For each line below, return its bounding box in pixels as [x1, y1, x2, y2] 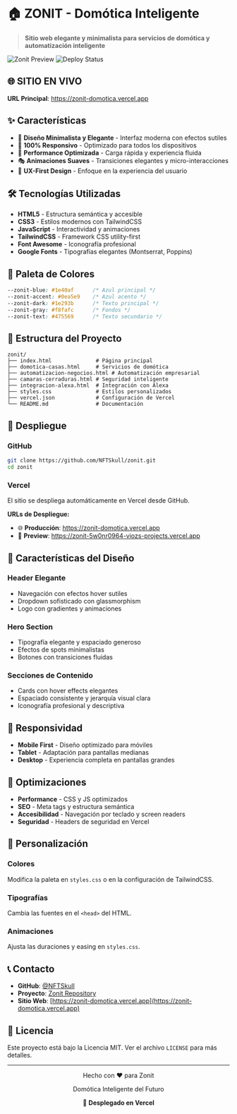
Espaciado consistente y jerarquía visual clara [17, 694, 151, 702]
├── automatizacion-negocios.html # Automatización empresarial [7, 370, 200, 377]
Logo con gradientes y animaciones [17, 604, 122, 613]
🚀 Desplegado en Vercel [82, 1098, 155, 1107]
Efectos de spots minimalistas [17, 645, 104, 654]
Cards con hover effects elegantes [17, 686, 119, 695]
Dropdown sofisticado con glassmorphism [17, 597, 141, 605]
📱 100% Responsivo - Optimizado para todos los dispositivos [17, 140, 197, 149]
